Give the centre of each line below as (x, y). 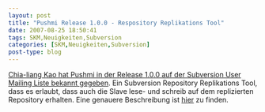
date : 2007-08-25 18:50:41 (53, 30)
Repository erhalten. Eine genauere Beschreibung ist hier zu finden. (119, 100)
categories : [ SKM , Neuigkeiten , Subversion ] (79, 45)
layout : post (30, 15)
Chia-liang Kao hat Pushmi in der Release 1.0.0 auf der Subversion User (125, 75)
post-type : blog (35, 52)
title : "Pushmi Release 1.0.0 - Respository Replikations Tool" (116, 23)
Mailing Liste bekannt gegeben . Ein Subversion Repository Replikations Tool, (133, 83)
